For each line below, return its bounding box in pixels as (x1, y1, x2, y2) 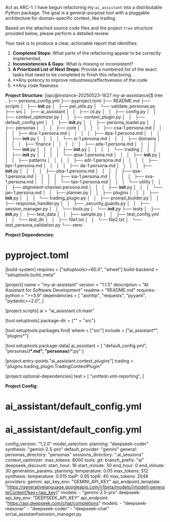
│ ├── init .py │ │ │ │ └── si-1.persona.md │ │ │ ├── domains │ (5, 136, 160, 141)
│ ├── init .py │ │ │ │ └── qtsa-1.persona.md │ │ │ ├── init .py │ (5, 152, 161, 158)
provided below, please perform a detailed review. (5, 30, 110, 36)
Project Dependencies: (5, 232, 55, 238)
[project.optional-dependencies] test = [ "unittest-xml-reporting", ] (5, 373, 144, 379)
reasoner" (5, 506, 26, 512)
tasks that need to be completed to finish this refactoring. (12, 72, 133, 78)
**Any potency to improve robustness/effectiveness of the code (12, 77, 148, 83)
